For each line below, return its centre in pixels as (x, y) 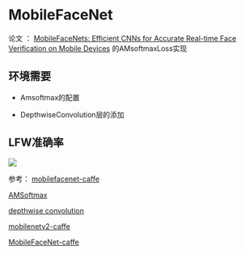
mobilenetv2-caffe (39, 226)
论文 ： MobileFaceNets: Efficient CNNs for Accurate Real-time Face (122, 38)
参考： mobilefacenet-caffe (54, 179)
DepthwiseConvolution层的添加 (72, 114)
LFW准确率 (36, 143)
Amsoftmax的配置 (50, 97)
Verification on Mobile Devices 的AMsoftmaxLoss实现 (98, 48)
